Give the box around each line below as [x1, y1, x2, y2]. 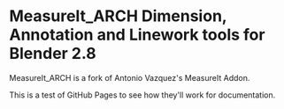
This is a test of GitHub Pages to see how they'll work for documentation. [9, 90, 276, 100]
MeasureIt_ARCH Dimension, [9, 6, 227, 26]
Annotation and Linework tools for [9, 25, 265, 45]
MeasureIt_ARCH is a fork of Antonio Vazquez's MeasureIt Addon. [9, 72, 250, 83]
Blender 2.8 [9, 44, 97, 63]
